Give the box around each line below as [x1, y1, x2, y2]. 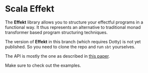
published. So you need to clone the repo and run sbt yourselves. [5, 44, 135, 49]
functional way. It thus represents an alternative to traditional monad [5, 24, 141, 30]
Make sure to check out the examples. [5, 62, 81, 68]
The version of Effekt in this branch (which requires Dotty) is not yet [5, 38, 141, 44]
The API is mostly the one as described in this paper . [5, 53, 110, 59]
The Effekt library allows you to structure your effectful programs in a [5, 19, 144, 25]
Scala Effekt [5, 3, 55, 14]
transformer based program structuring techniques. [5, 29, 108, 35]
